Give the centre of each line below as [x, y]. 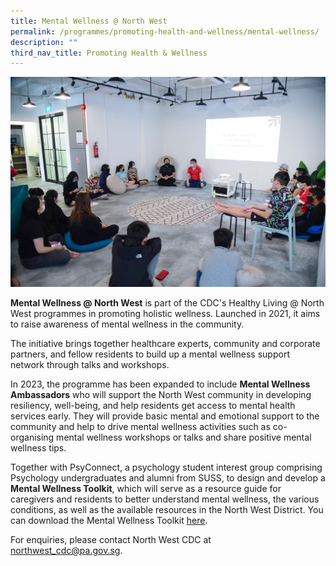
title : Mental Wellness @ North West [89, 21]
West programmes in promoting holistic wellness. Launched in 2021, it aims [165, 314]
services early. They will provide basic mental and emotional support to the [165, 416]
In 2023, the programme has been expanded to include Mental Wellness [160, 384]
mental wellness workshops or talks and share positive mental [184, 437]
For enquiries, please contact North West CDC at [111, 540]
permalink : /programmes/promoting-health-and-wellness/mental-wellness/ [165, 31]
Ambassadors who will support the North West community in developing [161, 395]
